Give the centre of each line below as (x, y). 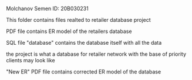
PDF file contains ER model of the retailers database (69, 31)
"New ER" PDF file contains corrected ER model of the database (84, 72)
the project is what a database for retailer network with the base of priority (96, 54)
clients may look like (31, 60)
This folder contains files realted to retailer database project (78, 20)
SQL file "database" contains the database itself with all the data (84, 43)
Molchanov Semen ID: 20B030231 (48, 9)
